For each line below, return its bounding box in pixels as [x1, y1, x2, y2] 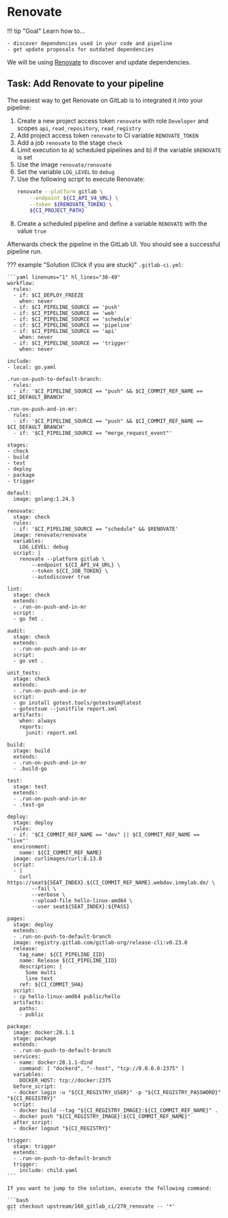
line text [25, 975, 53, 982]
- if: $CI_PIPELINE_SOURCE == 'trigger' [13, 340, 130, 347]
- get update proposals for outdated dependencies [7, 46, 154, 53]
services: [13, 1053, 41, 1060]
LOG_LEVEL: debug [19, 544, 69, 551]
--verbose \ [31, 891, 66, 898]
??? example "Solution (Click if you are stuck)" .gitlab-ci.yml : [7, 261, 184, 269]
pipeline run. [7, 247, 42, 256]
